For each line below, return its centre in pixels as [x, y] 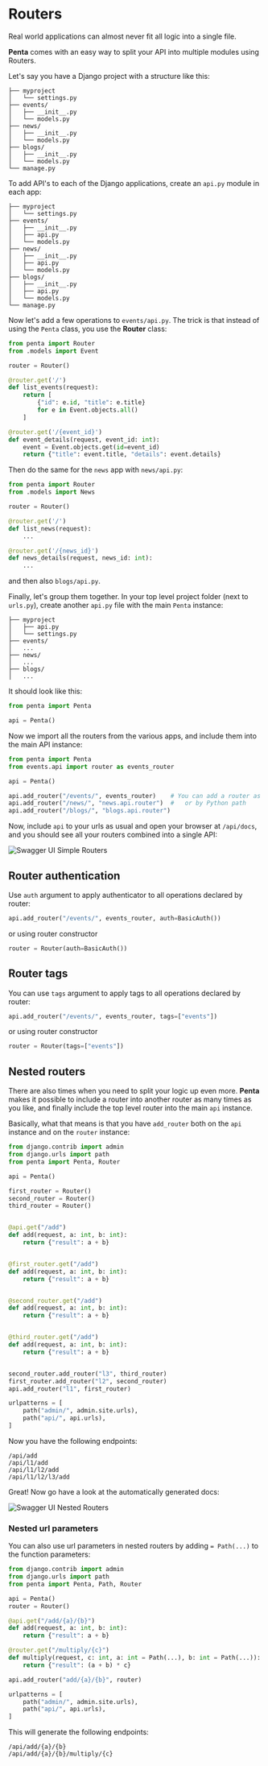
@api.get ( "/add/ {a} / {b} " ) [52, 1621]
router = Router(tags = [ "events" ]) [66, 1046]
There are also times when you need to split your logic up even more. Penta [134, 1091]
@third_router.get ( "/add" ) [54, 1338]
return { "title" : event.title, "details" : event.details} [122, 455]
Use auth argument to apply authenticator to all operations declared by [126, 895]
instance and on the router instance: [69, 1132]
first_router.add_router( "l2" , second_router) [88, 1381]
